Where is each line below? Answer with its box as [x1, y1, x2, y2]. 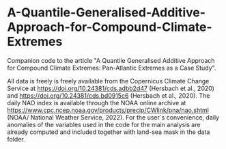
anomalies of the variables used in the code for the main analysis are [7, 120, 201, 128]
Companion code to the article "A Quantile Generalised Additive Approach [7, 56, 215, 64]
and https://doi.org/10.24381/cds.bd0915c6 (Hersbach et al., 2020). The [7, 91, 210, 100]
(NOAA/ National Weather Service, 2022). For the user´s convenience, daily [7, 113, 220, 121]
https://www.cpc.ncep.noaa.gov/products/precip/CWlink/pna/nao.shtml [7, 106, 210, 114]
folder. [7, 135, 25, 143]
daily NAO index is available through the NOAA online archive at [7, 98, 186, 107]
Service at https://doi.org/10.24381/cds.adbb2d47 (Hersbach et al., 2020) [7, 84, 215, 92]
